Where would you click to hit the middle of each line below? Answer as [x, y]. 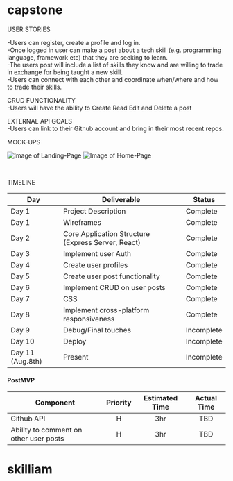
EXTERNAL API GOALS [40, 121]
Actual [206, 398]
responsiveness [89, 319]
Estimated [161, 398]
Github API [28, 419]
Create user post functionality [112, 276]
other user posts [37, 439]
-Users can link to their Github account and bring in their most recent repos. [115, 128]
